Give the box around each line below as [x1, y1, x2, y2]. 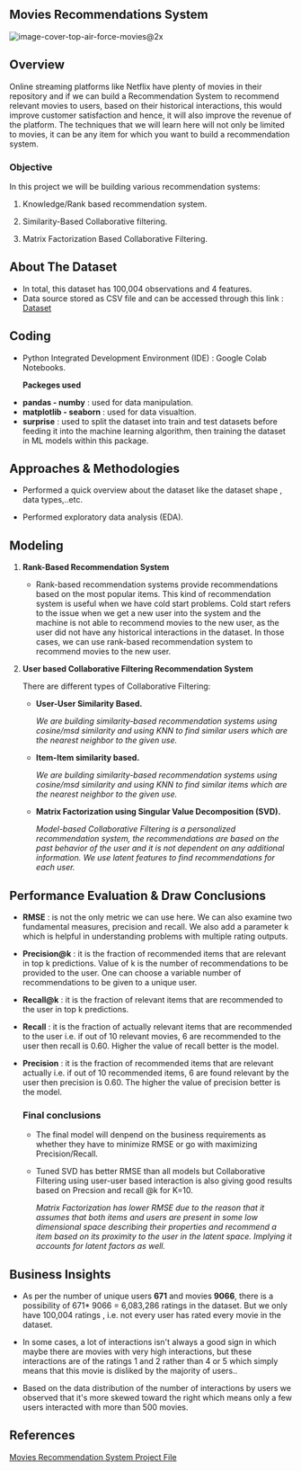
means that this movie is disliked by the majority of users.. [22, 1366, 238, 1377]
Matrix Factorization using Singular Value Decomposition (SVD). [35, 807, 281, 817]
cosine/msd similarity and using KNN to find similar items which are [35, 780, 288, 790]
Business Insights [9, 1267, 111, 1282]
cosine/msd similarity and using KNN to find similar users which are [35, 726, 288, 736]
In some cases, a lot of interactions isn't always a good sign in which [22, 1337, 277, 1348]
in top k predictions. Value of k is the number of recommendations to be [22, 958, 289, 968]
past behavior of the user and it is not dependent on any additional [35, 842, 285, 853]
